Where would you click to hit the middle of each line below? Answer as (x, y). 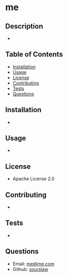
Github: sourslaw (30, 269)
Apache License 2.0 (33, 179)
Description (24, 26)
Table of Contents (34, 54)
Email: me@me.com (33, 264)
